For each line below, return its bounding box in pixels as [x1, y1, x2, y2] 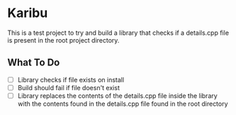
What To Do [7, 57, 60, 69]
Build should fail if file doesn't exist [17, 83, 120, 92]
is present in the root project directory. [7, 35, 120, 44]
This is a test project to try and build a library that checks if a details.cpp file [7, 28, 229, 37]
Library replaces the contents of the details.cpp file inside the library [17, 91, 218, 100]
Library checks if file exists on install [17, 75, 125, 84]
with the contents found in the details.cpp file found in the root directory [17, 99, 228, 108]
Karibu [7, 5, 48, 21]
